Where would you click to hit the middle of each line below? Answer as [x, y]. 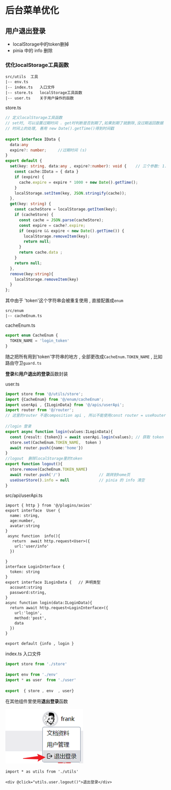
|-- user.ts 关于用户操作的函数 [40, 98]
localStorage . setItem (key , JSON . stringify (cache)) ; [70, 193]
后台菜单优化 [32, 10]
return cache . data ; [41, 253]
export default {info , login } [40, 643]
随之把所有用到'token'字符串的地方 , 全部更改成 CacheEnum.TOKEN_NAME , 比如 [84, 356]
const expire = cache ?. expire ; [52, 225]
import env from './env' [32, 675]
